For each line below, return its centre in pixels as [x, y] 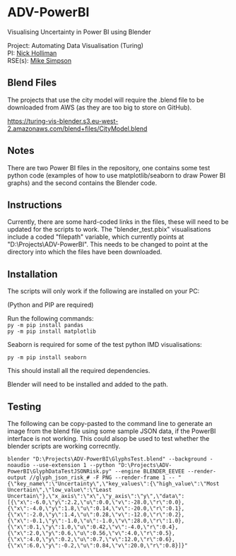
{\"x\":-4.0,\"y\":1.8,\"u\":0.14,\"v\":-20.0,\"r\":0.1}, [96, 509]
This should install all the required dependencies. [79, 371]
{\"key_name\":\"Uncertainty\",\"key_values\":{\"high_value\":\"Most [113, 484]
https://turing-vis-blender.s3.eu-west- [63, 121]
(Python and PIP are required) [51, 305]
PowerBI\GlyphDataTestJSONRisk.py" [60, 471]
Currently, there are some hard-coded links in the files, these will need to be [118, 222]
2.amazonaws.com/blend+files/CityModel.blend [77, 129]
